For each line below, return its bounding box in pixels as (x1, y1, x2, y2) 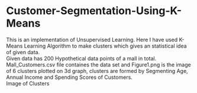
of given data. (6, 48, 40, 55)
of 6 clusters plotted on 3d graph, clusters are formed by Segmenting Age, (6, 67, 188, 74)
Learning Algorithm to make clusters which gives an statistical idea (24, 42, 188, 49)
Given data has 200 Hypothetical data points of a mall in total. (6, 55, 157, 62)
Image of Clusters (6, 79, 50, 87)
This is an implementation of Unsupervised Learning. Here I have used (6, 36, 178, 43)
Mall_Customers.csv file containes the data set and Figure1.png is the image (6, 61, 191, 68)
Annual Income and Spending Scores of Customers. (6, 74, 133, 81)
